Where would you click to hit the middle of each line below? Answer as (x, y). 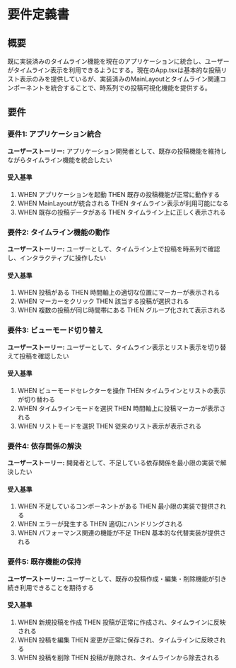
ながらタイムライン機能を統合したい (60, 159)
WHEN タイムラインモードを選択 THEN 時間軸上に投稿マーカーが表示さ (122, 408)
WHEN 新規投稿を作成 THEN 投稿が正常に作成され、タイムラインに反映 (122, 622)
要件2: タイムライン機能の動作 (59, 232)
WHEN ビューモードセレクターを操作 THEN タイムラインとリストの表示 (122, 390)
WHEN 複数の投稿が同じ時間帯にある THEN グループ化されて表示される (122, 310)
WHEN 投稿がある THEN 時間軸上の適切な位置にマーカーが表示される (119, 293)
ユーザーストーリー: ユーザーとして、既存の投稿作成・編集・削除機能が (111, 579)
